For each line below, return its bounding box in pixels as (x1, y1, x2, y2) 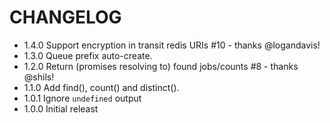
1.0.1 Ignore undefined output (23, 92, 142, 104)
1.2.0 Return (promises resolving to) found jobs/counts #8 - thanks (23, 60, 299, 72)
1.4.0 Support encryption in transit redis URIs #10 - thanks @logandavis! (23, 39, 321, 51)
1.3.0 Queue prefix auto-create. (23, 49, 153, 61)
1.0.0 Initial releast (23, 102, 99, 115)
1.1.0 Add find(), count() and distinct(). (23, 81, 180, 93)
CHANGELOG (9, 6, 122, 29)
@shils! (23, 71, 55, 83)
